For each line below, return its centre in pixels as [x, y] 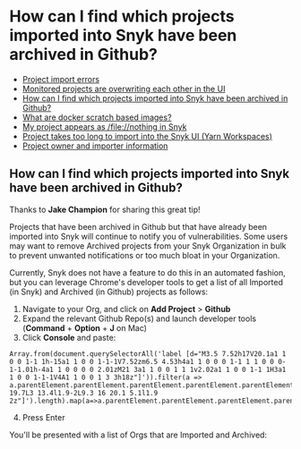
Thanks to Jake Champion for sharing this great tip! [105, 209]
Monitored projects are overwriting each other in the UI [124, 89]
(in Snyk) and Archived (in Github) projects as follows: [109, 292]
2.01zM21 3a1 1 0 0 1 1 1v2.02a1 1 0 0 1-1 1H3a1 [192, 369]
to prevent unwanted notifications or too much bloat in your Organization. [145, 255]
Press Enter [43, 417]
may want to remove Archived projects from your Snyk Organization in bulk [148, 246]
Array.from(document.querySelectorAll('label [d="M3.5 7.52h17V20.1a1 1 [148, 354]
